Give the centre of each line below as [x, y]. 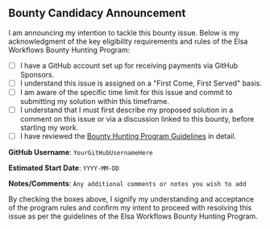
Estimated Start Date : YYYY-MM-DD [64, 168]
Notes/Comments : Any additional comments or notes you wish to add [127, 184]
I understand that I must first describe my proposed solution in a [127, 110]
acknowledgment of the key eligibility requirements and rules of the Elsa [128, 41]
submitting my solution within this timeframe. [94, 101]
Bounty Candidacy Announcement [97, 13]
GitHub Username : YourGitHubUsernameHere [81, 152]
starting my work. [49, 127]
